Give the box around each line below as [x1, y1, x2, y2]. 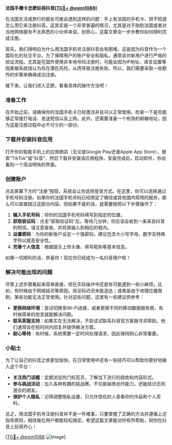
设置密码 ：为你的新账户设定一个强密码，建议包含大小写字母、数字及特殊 [12, 230, 165, 237]
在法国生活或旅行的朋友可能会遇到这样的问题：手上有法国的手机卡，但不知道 [5, 16, 167, 22]
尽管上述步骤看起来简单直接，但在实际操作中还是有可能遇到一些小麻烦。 [5, 281, 158, 287]
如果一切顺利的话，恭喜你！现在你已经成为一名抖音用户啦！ [5, 255, 131, 261]
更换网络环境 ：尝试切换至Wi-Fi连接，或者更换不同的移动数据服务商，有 [12, 305, 164, 311]
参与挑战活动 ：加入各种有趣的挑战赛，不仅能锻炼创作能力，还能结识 [12, 381, 157, 387]
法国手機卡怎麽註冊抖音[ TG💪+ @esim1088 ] [5, 5, 97, 11]
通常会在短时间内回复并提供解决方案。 [17, 324, 98, 330]
